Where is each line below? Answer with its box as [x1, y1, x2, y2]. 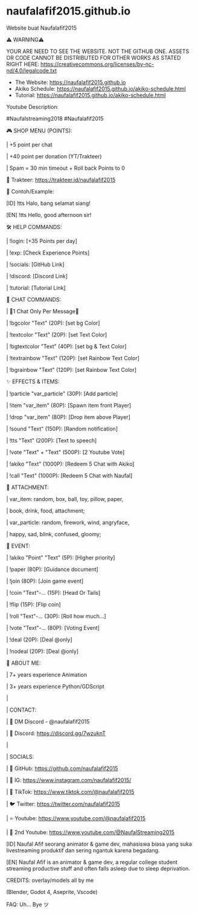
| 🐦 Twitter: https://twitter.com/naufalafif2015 [6, 800, 121, 808]
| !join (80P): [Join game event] [6, 577, 84, 585]
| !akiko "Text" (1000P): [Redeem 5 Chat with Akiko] [6, 460, 135, 467]
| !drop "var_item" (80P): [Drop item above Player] [6, 413, 131, 421]
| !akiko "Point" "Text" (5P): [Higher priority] [6, 554, 115, 561]
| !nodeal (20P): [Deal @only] [6, 647, 79, 655]
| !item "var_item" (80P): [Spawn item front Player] [6, 401, 132, 409]
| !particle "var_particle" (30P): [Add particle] [6, 390, 118, 397]
